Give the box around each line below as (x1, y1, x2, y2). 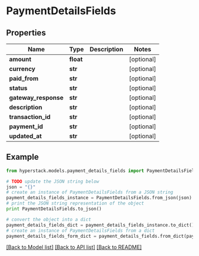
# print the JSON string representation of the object (6, 200, 145, 206)
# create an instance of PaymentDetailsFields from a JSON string (6, 189, 174, 196)
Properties (6, 28, 46, 38)
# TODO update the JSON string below (6, 179, 99, 184)
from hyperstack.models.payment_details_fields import (6, 167, 145, 174)
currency (9, 65, 36, 73)
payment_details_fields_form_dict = (6, 233, 97, 239)
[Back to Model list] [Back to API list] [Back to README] (6, 244, 142, 251)
